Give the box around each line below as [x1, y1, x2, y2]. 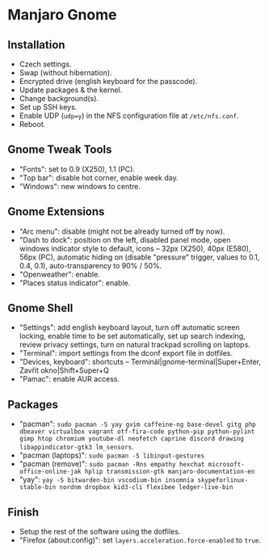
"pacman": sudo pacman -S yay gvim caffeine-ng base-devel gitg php [19, 419, 256, 429]
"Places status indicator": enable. [19, 277, 131, 288]
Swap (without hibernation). [19, 68, 112, 78]
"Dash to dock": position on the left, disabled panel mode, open [19, 234, 231, 244]
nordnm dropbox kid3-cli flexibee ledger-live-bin [59, 483, 233, 492]
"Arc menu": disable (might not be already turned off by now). [19, 226, 225, 236]
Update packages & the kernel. [19, 85, 123, 95]
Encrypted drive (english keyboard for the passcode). [19, 77, 198, 86]
